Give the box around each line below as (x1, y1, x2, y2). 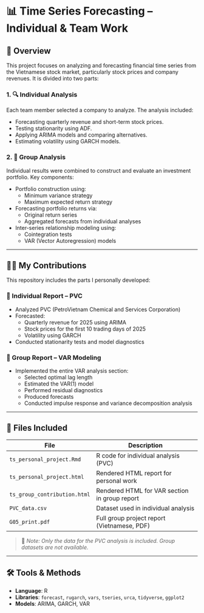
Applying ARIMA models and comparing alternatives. (15, 131, 148, 138)
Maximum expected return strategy (24, 198, 113, 206)
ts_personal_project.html (9, 473, 84, 480)
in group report (96, 494, 140, 503)
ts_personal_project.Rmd (9, 456, 81, 463)
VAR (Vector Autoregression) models (24, 237, 117, 244)
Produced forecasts (24, 393, 74, 400)
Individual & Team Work (6, 21, 129, 35)
